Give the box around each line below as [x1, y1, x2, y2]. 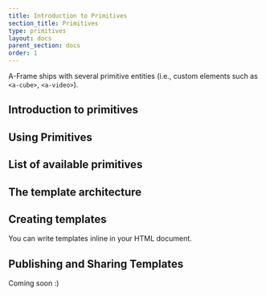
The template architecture [8, 185, 142, 199]
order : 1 [8, 49, 38, 57]
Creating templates [8, 212, 107, 226]
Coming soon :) [8, 278, 59, 288]
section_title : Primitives [8, 19, 99, 27]
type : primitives [8, 27, 67, 35]
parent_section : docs [8, 42, 81, 50]
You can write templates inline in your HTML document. [8, 234, 193, 244]
